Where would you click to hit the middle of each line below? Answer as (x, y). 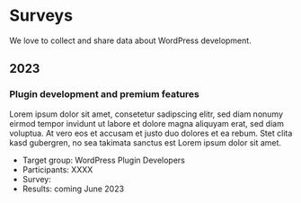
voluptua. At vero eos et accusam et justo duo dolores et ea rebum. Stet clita (151, 133)
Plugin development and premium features (105, 94)
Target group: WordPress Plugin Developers (104, 160)
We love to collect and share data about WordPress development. (130, 40)
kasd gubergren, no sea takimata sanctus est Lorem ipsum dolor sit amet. (145, 142)
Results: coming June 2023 (73, 189)
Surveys (41, 16)
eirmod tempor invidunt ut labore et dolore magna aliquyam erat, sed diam (147, 123)
